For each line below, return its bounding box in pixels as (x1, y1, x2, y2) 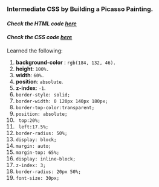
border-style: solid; (15, 92, 70, 98)
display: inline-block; (15, 156, 76, 162)
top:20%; (18, 117, 41, 124)
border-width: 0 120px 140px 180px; (15, 98, 108, 104)
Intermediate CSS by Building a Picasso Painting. (7, 5, 154, 13)
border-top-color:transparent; (15, 104, 95, 110)
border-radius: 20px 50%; (15, 168, 81, 175)
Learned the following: (7, 47, 63, 54)
